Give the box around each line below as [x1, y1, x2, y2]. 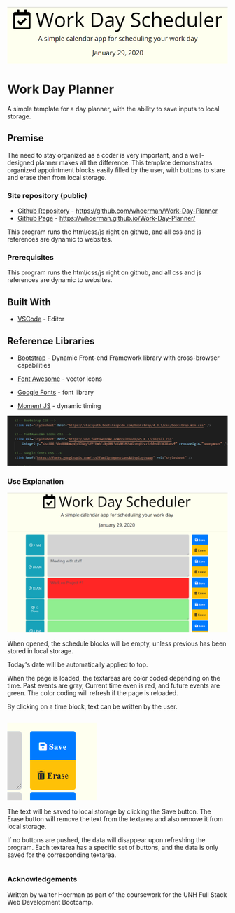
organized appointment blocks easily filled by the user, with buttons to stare [7, 165, 226, 174]
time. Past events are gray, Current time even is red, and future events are [7, 681, 220, 690]
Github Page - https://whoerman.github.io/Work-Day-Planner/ [17, 214, 196, 223]
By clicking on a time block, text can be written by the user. [7, 702, 178, 711]
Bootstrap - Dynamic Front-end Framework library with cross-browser [17, 354, 220, 362]
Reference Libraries [7, 335, 95, 347]
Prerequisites [7, 252, 54, 262]
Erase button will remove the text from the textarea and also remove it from [7, 815, 224, 823]
